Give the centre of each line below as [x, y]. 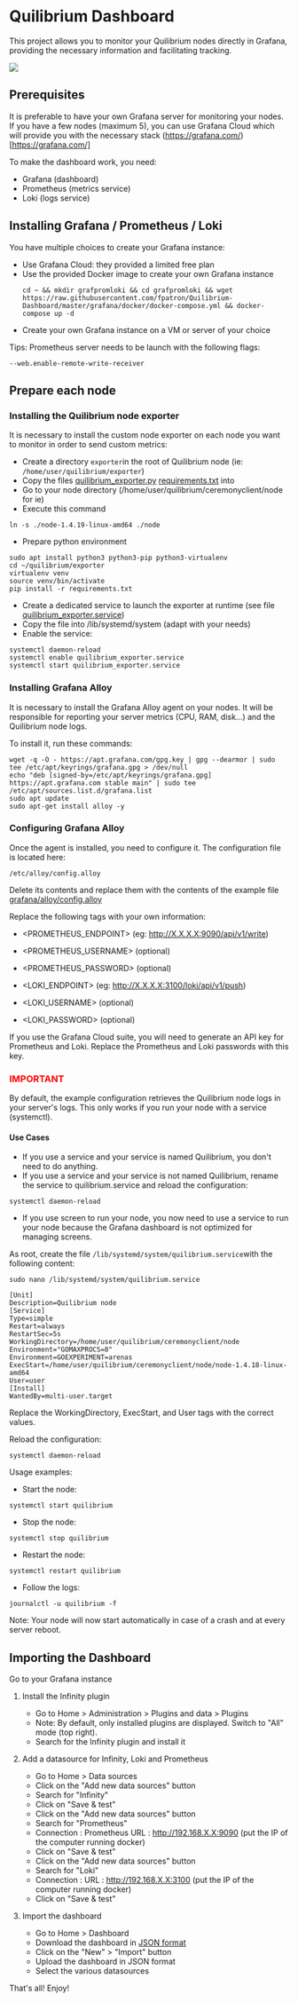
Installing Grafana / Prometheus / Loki [116, 226]
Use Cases [30, 1137]
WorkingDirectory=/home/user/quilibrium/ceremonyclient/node [125, 1342]
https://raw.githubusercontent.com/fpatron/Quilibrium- [127, 298]
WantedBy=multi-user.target [61, 1397]
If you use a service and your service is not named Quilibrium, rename [150, 1176]
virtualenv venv [39, 574]
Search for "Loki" [67, 1871]
